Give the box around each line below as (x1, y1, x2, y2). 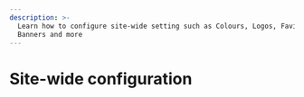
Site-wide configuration (9, 68, 193, 89)
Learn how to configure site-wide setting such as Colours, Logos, (17, 22, 278, 31)
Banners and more (17, 30, 83, 39)
